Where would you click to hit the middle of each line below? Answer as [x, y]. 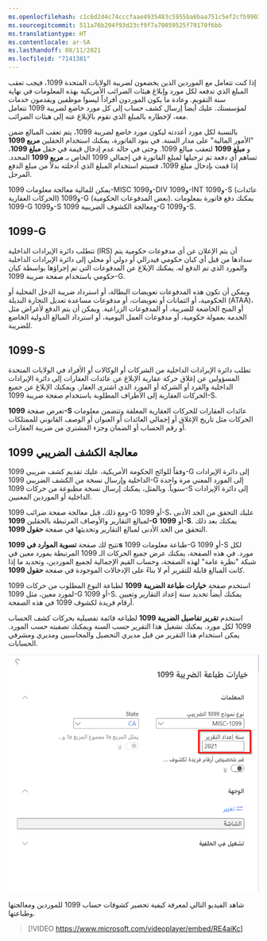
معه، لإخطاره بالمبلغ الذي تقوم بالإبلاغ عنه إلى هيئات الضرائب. [98, 116]
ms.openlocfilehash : [43, 17]
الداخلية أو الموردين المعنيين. [50, 497]
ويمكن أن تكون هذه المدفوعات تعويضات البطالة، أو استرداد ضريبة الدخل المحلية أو [129, 292]
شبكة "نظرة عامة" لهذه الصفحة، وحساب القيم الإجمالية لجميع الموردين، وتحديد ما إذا [132, 562]
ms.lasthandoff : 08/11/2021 [55, 51]
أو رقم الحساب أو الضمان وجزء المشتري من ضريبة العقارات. [97, 427]
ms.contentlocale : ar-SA [49, 42]
